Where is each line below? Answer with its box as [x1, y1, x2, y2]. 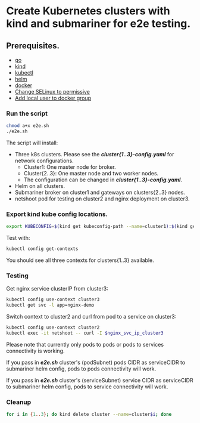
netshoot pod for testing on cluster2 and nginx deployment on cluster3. [14, 195, 190, 202]
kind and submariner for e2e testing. [6, 17, 191, 30]
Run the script [6, 109, 48, 118]
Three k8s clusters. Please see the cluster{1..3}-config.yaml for [14, 151, 174, 158]
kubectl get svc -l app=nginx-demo [6, 302, 95, 308]
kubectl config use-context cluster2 [6, 325, 100, 331]
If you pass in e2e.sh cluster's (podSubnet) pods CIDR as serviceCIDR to [6, 359, 186, 366]
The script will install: [6, 139, 58, 147]
